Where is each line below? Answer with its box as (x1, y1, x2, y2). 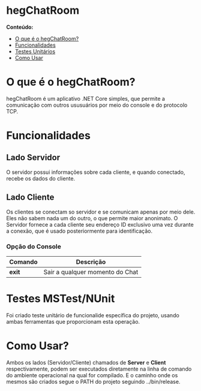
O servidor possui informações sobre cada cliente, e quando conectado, (6, 169, 185, 176)
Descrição (76, 257, 106, 266)
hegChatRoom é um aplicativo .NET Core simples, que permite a (6, 95, 165, 102)
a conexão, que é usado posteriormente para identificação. (6, 227, 153, 234)
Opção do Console (6, 242, 62, 251)
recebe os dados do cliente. (6, 175, 76, 182)
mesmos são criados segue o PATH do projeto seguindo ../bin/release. (6, 378, 181, 385)
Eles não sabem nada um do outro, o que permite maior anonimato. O (6, 214, 178, 222)
